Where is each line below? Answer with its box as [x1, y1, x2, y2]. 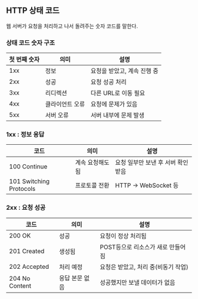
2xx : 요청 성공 [6, 203, 46, 212]
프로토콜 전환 [75, 181, 110, 190]
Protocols [9, 185, 36, 193]
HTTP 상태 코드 [6, 5, 60, 16]
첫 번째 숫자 [9, 56, 40, 64]
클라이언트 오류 [45, 100, 85, 108]
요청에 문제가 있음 [90, 100, 137, 108]
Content [9, 281, 31, 290]
